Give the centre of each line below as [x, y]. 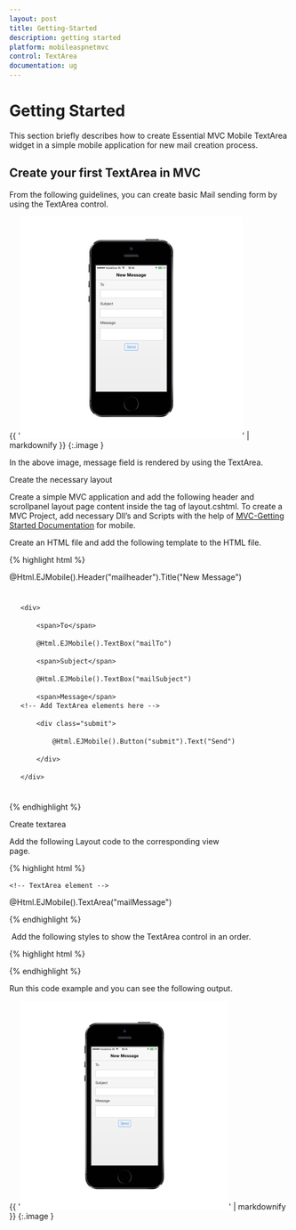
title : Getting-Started [53, 28]
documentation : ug [43, 66]
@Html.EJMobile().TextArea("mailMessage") [91, 902]
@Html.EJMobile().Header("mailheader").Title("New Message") [126, 577]
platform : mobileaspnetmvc [59, 47]
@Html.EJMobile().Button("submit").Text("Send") [144, 741]
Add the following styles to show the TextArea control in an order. [131, 936]
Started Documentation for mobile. [72, 525]
